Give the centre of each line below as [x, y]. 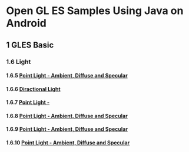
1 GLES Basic [30, 45]
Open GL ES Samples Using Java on [95, 11]
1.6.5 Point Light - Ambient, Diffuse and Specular [67, 76]
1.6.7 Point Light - [28, 102]
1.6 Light [19, 62]
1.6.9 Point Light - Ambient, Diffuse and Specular [67, 129]
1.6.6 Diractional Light [33, 89]
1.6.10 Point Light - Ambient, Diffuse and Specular [68, 143]
